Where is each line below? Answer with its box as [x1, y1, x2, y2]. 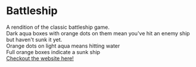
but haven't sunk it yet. [6, 36, 63, 43]
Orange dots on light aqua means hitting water [6, 42, 120, 49]
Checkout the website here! [6, 55, 74, 62]
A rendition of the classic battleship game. [6, 24, 110, 31]
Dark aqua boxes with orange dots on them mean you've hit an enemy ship [6, 29, 190, 36]
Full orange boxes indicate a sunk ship [6, 48, 100, 55]
